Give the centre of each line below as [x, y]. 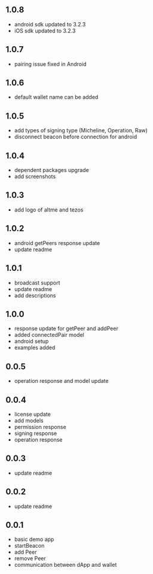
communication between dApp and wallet [65, 565]
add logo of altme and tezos [49, 210]
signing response [36, 433]
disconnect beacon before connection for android [76, 137]
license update [33, 414]
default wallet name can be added [56, 97]
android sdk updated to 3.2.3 [50, 24]
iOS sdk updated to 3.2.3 [45, 31]
